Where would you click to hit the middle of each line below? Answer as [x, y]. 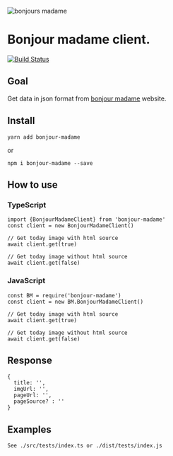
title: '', [30, 383]
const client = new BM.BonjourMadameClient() [75, 302]
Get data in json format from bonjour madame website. [87, 98]
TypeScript [27, 205]
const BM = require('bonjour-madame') [64, 295]
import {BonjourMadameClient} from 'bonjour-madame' [86, 220]
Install [21, 121]
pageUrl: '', [33, 395]
